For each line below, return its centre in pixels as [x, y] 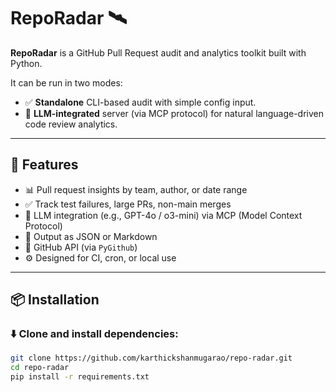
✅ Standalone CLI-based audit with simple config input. [140, 102]
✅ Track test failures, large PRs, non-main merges [128, 204]
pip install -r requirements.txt [80, 377]
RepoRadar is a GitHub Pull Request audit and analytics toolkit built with [158, 52]
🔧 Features [44, 165]
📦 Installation [55, 300]
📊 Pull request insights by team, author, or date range [136, 189]
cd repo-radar [40, 368]
